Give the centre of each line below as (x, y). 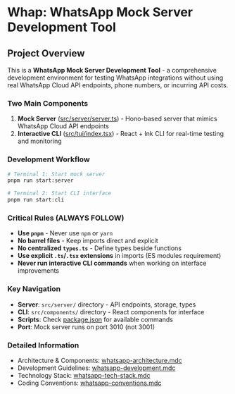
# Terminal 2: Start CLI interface (59, 193)
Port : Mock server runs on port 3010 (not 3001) (86, 327)
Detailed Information (43, 345)
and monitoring (39, 141)
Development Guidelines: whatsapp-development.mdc (96, 368)
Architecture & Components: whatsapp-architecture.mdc (100, 360)
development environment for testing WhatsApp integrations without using (115, 78)
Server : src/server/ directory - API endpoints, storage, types (107, 304)
